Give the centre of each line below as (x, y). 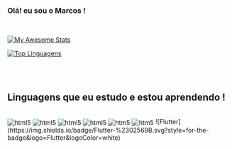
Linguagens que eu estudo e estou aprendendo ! (116, 97)
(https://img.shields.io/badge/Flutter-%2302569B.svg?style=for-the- (108, 130)
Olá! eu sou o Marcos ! (47, 11)
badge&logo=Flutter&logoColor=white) (64, 138)
